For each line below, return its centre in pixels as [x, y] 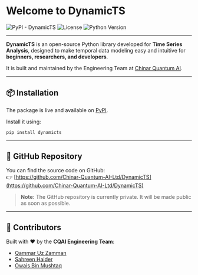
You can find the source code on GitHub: [56, 171]
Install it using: [24, 122]
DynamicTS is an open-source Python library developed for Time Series [94, 44]
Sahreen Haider [34, 259]
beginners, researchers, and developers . [57, 57]
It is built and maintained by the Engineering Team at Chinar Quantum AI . [94, 68]
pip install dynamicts [34, 132]
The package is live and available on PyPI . [57, 110]
